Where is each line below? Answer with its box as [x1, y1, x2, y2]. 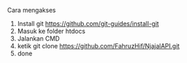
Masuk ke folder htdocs [17, 27, 86, 35]
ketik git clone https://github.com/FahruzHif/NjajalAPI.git [17, 42, 180, 50]
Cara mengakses [7, 6, 56, 14]
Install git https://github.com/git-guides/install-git [17, 20, 159, 27]
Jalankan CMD [17, 34, 60, 43]
